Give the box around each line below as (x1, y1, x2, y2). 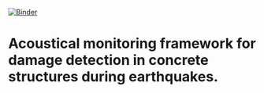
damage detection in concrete (8, 52, 209, 70)
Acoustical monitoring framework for (8, 35, 256, 52)
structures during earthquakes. (8, 68, 219, 86)
